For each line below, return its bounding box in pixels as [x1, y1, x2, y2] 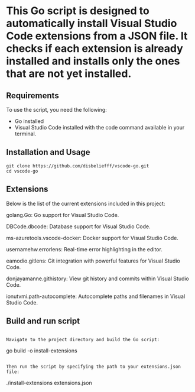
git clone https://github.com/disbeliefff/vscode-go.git [6, 163, 149, 169]
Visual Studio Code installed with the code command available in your [14, 124, 185, 131]
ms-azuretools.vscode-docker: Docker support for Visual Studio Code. [6, 234, 179, 241]
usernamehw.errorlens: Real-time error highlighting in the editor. [6, 245, 162, 252]
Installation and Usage [6, 147, 90, 157]
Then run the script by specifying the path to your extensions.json [6, 364, 181, 370]
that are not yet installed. [6, 67, 132, 80]
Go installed [14, 118, 44, 125]
